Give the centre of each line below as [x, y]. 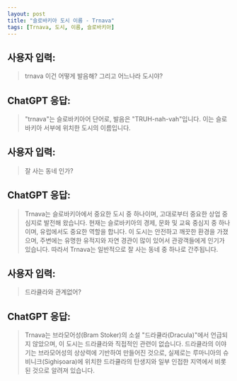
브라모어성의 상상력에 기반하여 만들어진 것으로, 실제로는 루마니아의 [129, 353]
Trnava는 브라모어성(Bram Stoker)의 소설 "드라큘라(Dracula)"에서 [117, 335]
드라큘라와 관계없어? [53, 292]
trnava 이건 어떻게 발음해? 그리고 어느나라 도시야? [94, 76]
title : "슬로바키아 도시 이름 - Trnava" [61, 21]
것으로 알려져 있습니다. [64, 370]
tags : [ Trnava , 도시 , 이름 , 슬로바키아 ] [61, 27]
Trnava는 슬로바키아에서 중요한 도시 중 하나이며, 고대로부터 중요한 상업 [122, 214]
